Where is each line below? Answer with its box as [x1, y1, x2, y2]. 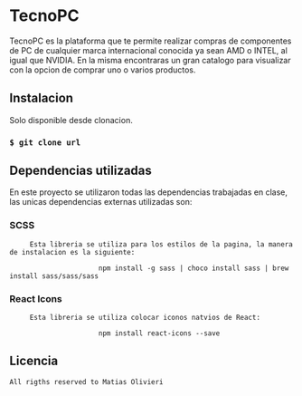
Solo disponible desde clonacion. [9, 114, 133, 125]
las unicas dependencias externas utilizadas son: [9, 197, 193, 208]
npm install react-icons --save [98, 329, 221, 338]
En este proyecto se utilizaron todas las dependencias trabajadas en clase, [9, 187, 288, 198]
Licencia [9, 353, 59, 369]
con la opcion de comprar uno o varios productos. [9, 64, 196, 75]
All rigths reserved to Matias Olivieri [9, 377, 165, 386]
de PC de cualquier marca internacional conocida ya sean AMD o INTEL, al [9, 44, 288, 55]
